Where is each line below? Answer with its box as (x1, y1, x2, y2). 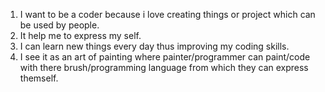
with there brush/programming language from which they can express (19, 62, 309, 73)
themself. (19, 72, 59, 84)
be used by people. (19, 19, 100, 31)
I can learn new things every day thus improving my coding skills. (19, 40, 290, 52)
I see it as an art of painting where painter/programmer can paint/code (19, 51, 311, 63)
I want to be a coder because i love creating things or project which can (19, 9, 316, 20)
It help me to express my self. (19, 30, 142, 41)
